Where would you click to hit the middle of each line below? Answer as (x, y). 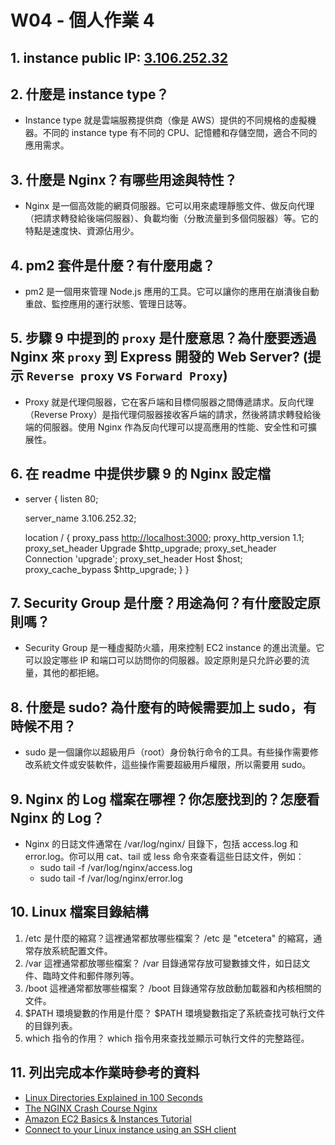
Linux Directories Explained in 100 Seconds (113, 1097)
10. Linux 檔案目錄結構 (79, 912)
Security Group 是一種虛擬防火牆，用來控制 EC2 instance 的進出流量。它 (174, 648)
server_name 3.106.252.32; (80, 518)
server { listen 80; (61, 498)
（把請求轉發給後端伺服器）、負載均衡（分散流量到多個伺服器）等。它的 (171, 218)
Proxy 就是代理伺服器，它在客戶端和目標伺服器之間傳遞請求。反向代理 (169, 402)
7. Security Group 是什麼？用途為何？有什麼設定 (159, 603)
